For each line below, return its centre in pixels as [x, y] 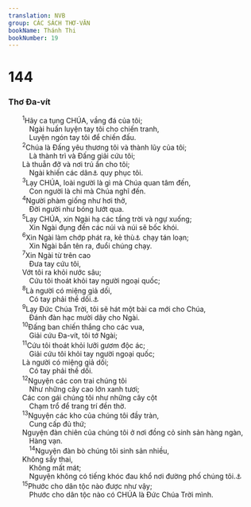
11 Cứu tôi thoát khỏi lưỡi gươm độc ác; [84, 345]
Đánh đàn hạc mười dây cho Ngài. [85, 317]
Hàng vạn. [46, 441]
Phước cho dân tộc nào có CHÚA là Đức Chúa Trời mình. [121, 494]
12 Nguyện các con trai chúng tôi [75, 380]
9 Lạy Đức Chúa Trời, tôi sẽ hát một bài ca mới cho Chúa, [114, 308]
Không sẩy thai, [48, 459]
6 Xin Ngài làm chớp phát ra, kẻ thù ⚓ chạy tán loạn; [106, 237]
